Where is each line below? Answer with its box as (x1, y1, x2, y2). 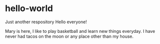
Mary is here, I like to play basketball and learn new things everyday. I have (5, 28, 156, 34)
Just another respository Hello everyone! (5, 19, 87, 25)
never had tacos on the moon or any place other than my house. (5, 33, 134, 39)
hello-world (5, 3, 53, 14)
